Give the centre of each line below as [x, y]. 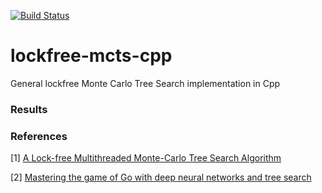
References [39, 136]
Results [29, 109]
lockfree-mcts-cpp [91, 56]
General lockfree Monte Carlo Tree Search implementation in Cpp [145, 83]
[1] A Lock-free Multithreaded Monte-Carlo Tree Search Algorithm [146, 158]
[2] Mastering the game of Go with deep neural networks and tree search [161, 177]
